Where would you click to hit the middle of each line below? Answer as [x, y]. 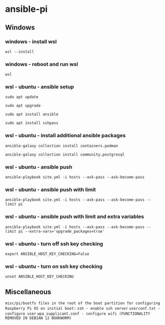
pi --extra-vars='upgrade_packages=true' [62, 231]
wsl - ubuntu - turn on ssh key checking [54, 266]
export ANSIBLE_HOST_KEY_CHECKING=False [47, 254]
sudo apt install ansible [32, 114]
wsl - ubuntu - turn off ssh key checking [54, 244]
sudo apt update [22, 97]
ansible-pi [26, 9]
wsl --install [20, 52]
